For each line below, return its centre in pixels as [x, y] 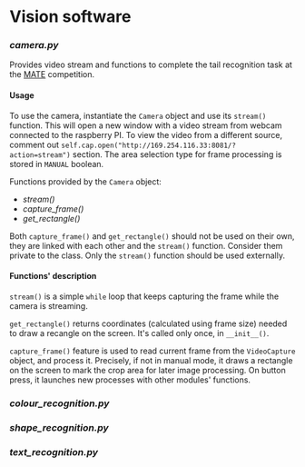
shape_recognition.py [59, 427]
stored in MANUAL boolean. [57, 164]
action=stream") [40, 155]
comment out [34, 144]
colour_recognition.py [59, 403]
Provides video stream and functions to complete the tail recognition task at [151, 65]
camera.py [34, 45]
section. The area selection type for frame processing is [177, 154]
